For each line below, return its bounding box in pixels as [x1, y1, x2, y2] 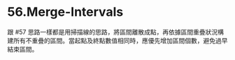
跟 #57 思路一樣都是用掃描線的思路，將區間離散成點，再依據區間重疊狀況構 [7, 28, 224, 36]
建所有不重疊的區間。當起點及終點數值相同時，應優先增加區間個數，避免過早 [7, 36, 228, 45]
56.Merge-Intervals [7, 4, 124, 20]
